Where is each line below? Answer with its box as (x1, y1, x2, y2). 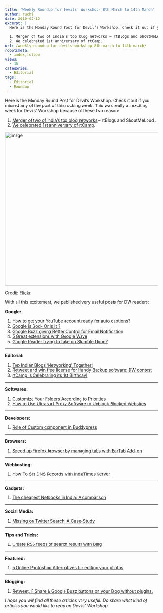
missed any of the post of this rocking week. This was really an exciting (5, 103, 148, 108)
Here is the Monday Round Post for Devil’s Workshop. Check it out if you (5, 97, 150, 103)
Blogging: (5, 578, 25, 584)
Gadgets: (5, 485, 24, 491)
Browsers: (5, 438, 27, 444)
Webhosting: (5, 461, 32, 467)
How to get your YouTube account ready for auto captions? (12, 318, 130, 324)
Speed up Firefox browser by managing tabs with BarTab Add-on (12, 448, 142, 454)
